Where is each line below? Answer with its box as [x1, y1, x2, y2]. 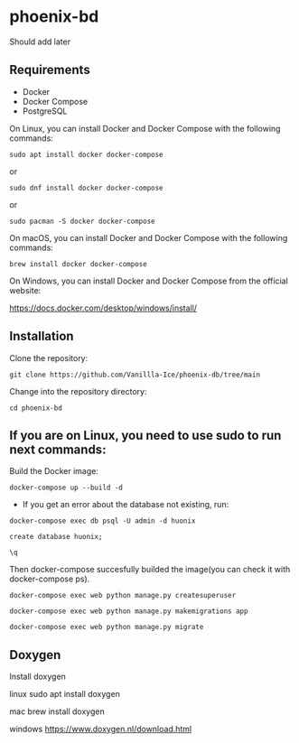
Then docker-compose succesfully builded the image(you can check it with [9, 564, 291, 575]
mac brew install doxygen [9, 706, 106, 717]
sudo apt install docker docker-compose [9, 150, 164, 159]
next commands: [9, 441, 107, 457]
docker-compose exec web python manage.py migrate [9, 623, 204, 632]
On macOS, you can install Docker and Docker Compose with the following [9, 232, 288, 243]
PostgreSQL [22, 106, 68, 116]
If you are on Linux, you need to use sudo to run [9, 427, 282, 443]
